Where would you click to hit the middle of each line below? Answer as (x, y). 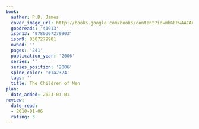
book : (12, 12)
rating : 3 (23, 117)
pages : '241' (27, 51)
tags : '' (22, 78)
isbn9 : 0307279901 (34, 39)
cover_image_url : (32, 23)
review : (15, 100)
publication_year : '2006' (43, 56)
